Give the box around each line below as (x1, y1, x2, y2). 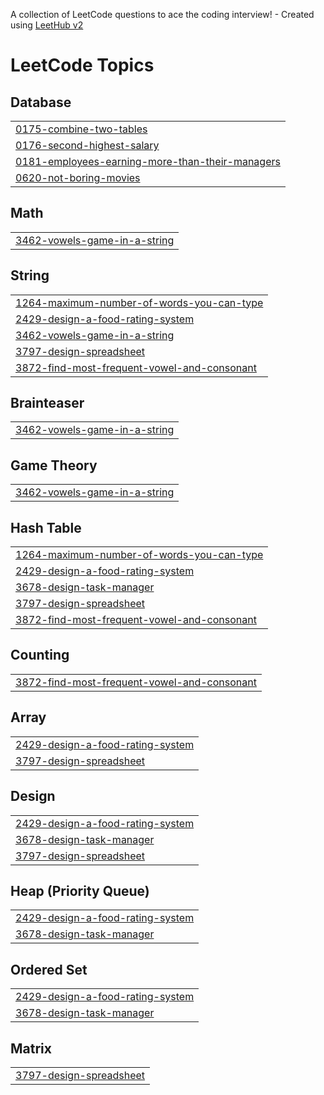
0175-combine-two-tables (15, 122, 148, 136)
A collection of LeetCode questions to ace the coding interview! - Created (10, 9, 315, 20)
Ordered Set (10, 961, 88, 978)
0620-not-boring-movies (15, 171, 141, 184)
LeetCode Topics (10, 54, 155, 77)
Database (10, 94, 72, 111)
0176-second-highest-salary (15, 139, 160, 152)
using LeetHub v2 (10, 19, 84, 31)
